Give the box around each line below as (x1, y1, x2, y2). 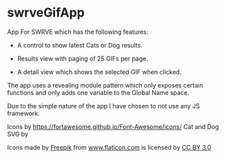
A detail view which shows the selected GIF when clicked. (17, 68, 182, 76)
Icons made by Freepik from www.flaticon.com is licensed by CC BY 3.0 (7, 143, 212, 151)
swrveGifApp (7, 5, 85, 21)
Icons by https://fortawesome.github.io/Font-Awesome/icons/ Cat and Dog (7, 122, 219, 130)
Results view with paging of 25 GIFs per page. (17, 54, 148, 63)
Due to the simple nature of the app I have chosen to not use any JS (7, 101, 201, 110)
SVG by (7, 130, 29, 138)
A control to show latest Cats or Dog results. (17, 41, 143, 49)
